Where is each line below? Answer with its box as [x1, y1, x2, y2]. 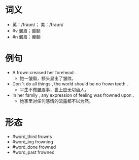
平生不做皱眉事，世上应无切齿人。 [19, 86, 89, 92]
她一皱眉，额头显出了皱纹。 [19, 75, 76, 81]
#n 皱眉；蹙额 [12, 34, 41, 40]
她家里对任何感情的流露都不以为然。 [19, 98, 94, 104]
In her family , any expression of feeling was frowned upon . [12, 92, 134, 98]
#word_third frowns [12, 133, 52, 139]
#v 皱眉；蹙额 [12, 27, 41, 33]
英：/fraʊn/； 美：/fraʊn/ [12, 22, 64, 27]
